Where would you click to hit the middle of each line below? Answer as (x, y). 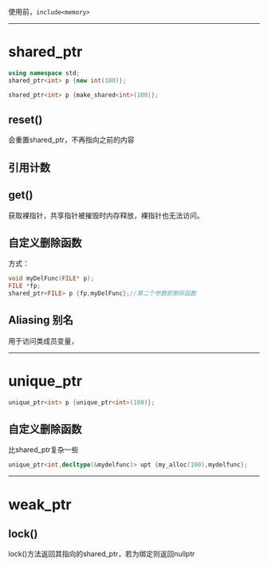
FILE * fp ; (25, 286)
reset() (26, 119)
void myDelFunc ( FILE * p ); (51, 279)
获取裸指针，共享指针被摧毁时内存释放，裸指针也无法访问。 (106, 215)
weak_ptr (40, 504)
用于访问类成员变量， (43, 340)
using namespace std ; (44, 73)
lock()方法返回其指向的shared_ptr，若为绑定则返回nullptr (102, 554)
